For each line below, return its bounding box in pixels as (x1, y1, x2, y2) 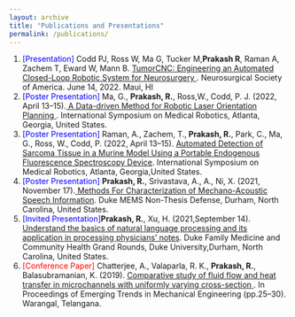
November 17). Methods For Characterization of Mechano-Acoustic (21, 185, 268, 196)
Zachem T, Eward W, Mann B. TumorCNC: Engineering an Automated (21, 63, 275, 73)
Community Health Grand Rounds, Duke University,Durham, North (21, 242, 263, 252)
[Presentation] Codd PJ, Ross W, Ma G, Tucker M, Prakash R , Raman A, (21, 54, 280, 65)
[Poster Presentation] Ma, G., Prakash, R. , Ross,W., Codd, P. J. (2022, (21, 91, 277, 102)
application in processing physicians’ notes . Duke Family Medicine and (21, 232, 281, 244)
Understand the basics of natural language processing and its (21, 223, 248, 234)
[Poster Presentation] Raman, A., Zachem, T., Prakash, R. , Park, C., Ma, (21, 129, 283, 140)
